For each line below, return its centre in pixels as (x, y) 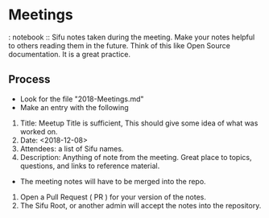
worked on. (39, 131)
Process (29, 79)
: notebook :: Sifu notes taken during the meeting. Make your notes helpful (132, 37)
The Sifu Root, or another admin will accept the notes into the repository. (141, 205)
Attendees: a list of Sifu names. (72, 148)
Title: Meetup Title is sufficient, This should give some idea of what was (139, 123)
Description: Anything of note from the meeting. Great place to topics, (136, 157)
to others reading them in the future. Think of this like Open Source (120, 45)
